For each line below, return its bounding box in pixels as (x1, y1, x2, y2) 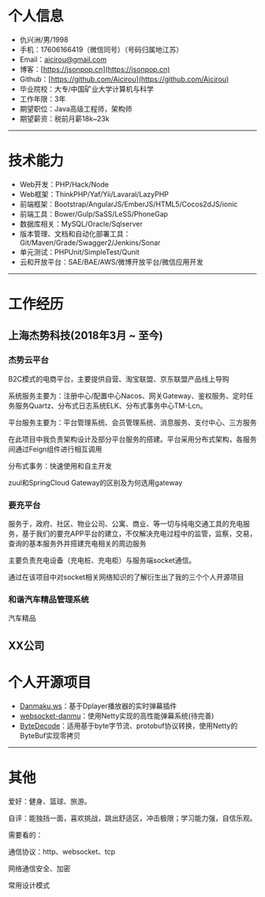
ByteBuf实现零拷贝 (19, 730, 81, 740)
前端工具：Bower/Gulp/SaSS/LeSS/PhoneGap (19, 209, 168, 218)
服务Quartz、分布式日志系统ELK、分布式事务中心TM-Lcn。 (14, 401, 207, 410)
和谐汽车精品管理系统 (8, 594, 89, 605)
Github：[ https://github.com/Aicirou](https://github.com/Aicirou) (19, 74, 230, 84)
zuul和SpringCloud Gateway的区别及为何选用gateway (8, 477, 183, 487)
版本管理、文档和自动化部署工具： (19, 228, 131, 238)
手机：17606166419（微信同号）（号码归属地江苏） (19, 44, 184, 54)
